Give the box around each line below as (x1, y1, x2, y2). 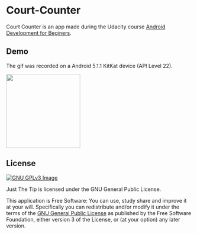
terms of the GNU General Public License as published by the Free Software (6, 209, 192, 216)
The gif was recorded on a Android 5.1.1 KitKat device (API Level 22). (6, 62, 173, 69)
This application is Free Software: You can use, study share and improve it (6, 197, 187, 204)
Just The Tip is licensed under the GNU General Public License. (6, 186, 162, 193)
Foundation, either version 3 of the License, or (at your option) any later (6, 216, 180, 223)
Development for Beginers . (6, 29, 72, 36)
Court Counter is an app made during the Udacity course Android (6, 23, 166, 30)
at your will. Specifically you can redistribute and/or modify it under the (6, 203, 179, 210)
